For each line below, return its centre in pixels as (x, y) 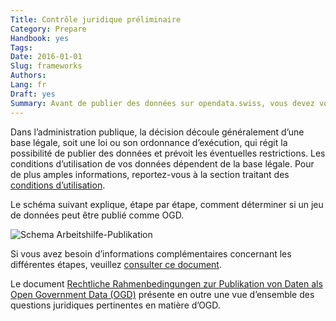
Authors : (28, 76)
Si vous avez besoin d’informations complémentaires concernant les (151, 253)
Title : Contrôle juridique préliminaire (96, 19)
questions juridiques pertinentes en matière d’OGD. (115, 305)
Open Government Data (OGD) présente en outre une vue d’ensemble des (162, 294)
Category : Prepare (48, 29)
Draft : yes (33, 94)
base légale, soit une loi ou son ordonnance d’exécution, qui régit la (149, 142)
